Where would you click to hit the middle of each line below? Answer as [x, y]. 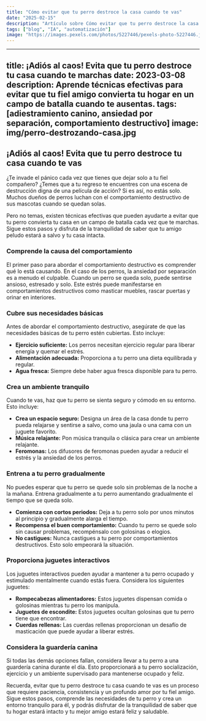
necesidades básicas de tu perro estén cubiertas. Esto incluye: [86, 333]
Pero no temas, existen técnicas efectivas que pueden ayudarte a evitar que [102, 216]
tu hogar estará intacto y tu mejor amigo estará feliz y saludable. [88, 712]
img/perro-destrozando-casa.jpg [71, 133]
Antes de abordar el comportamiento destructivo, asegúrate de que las [96, 326]
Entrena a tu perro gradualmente [56, 474]
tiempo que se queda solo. [40, 500]
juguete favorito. [36, 432]
